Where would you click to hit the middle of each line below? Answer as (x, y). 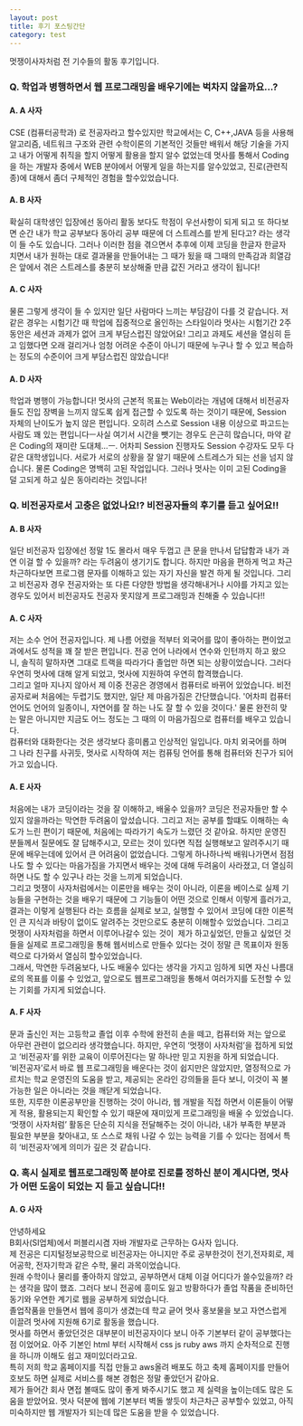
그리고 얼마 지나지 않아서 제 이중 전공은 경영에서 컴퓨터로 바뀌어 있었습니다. (142, 685)
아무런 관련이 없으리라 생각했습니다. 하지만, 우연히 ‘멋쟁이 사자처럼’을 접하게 (143, 1045)
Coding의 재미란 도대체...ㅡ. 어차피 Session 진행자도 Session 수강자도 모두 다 (156, 446)
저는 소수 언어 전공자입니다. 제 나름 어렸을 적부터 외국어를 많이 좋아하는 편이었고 (151, 640)
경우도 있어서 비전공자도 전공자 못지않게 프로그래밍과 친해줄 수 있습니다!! (137, 596)
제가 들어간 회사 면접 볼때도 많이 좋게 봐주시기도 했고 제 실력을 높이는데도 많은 (147, 1389)
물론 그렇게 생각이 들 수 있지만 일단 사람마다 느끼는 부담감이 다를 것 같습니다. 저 (149, 311)
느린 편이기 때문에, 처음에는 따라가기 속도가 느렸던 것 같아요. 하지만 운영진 (156, 831)
